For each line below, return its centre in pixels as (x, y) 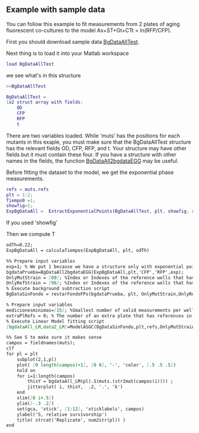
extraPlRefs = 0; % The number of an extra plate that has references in (99, 316)
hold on (26, 370)
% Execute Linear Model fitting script (55, 321)
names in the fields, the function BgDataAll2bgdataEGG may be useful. (92, 161)
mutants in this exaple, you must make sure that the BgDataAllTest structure (99, 142)
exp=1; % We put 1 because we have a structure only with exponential (95, 266)
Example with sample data (56, 10)
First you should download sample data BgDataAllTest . (73, 41)
